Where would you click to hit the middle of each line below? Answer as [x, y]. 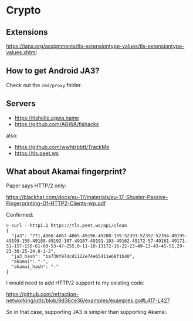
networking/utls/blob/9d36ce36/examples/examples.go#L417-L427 [88, 300]
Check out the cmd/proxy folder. [44, 85]
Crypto [23, 10]
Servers [21, 104]
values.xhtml [21, 52]
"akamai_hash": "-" [35, 267]
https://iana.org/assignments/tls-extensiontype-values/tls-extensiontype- [95, 46]
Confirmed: [20, 215]
